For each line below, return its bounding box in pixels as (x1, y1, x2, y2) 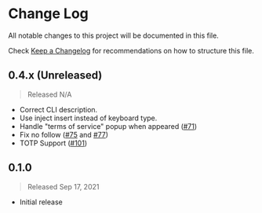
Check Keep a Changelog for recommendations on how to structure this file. (8, 46, 255, 55)
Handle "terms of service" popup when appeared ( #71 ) (19, 121, 198, 130)
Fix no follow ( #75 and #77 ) (19, 130, 108, 139)
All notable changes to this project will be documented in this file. (8, 31, 220, 40)
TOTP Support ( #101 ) (19, 138, 88, 148)
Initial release (19, 197, 63, 207)
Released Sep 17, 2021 (27, 182, 100, 191)
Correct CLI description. (19, 105, 98, 114)
